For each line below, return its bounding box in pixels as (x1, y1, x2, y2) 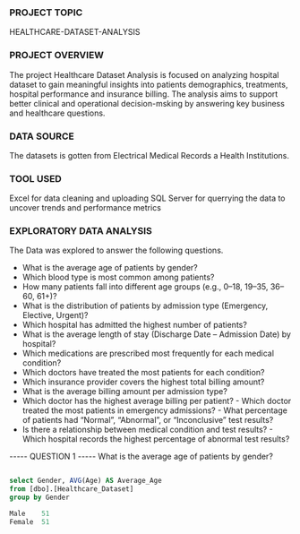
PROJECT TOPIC (9, 6, 83, 19)
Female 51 (9, 517, 50, 526)
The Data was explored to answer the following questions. (9, 245, 224, 256)
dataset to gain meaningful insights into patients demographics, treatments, (9, 79, 288, 90)
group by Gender (9, 493, 70, 503)
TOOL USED (9, 172, 63, 185)
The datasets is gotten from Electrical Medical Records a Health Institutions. (9, 150, 289, 160)
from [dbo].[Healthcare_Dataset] (9, 485, 134, 494)
